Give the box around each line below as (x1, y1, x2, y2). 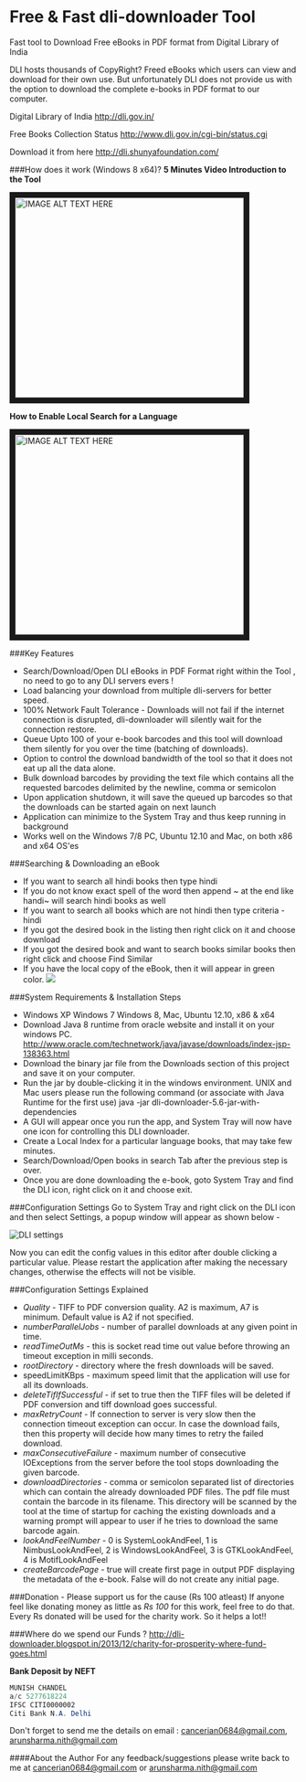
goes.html (9, 1648, 47, 1659)
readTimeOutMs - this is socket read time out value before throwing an (22, 1341, 290, 1352)
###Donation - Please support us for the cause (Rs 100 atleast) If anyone (9, 1591, 285, 1602)
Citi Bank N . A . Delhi (9, 1709, 92, 1718)
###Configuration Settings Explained (9, 1284, 149, 1295)
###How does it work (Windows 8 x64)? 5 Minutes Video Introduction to (9, 164, 287, 175)
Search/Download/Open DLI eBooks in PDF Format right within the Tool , (22, 665, 296, 676)
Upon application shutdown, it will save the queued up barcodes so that (22, 791, 293, 802)
